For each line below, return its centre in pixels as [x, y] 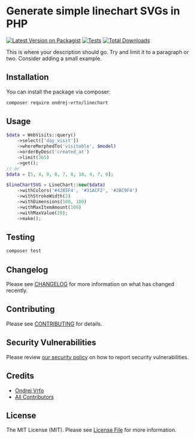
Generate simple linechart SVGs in [93, 11]
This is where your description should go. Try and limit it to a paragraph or [98, 52]
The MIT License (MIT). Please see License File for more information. [91, 430]
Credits [20, 376]
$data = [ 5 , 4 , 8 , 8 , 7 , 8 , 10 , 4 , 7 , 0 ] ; [60, 174]
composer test [24, 251]
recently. [17, 291]
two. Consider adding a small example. [54, 58]
